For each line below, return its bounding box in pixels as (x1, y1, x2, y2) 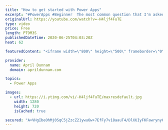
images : (5, 90, 21, 95)
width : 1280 (14, 99, 39, 104)
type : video (5, 21, 30, 26)
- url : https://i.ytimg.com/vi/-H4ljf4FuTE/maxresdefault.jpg (9, 94, 142, 99)
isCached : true (14, 108, 46, 113)
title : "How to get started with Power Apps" (5, 7, 101, 12)
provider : (5, 58, 26, 63)
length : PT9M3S (5, 30, 37, 35)
